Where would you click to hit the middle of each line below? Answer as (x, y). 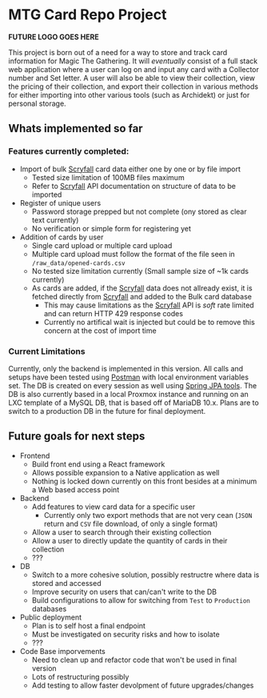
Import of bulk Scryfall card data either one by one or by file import (130, 169)
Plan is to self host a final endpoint (89, 625)
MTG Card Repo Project (88, 15)
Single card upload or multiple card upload (102, 245)
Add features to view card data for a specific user (114, 507)
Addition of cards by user (62, 237)
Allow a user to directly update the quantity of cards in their (130, 540)
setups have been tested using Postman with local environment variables (129, 377)
